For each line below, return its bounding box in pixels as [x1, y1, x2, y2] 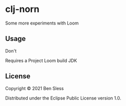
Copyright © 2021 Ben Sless [5, 85, 64, 91]
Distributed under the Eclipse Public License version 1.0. [5, 95, 121, 101]
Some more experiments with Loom [5, 20, 79, 26]
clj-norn [5, 3, 40, 15]
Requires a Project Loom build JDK [5, 57, 77, 63]
